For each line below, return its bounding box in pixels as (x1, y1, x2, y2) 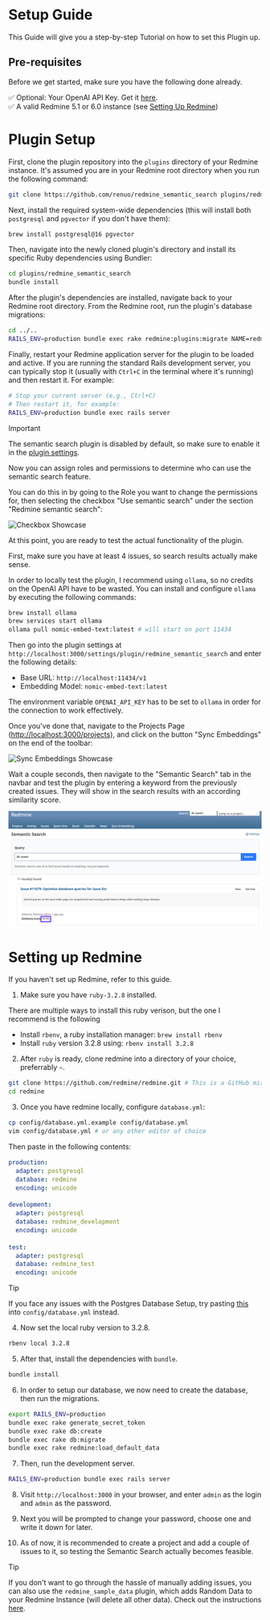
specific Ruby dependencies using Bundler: (8, 253, 153, 263)
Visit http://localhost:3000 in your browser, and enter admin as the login (19, 1490, 262, 1499)
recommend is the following (8, 1014, 100, 1024)
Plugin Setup (8, 130, 96, 148)
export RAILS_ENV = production (8, 1410, 106, 1418)
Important (8, 423, 41, 433)
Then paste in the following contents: (8, 1141, 131, 1151)
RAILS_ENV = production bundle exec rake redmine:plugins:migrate (8, 335, 228, 343)
